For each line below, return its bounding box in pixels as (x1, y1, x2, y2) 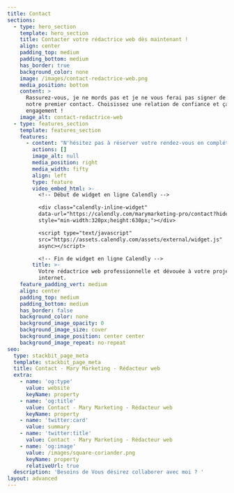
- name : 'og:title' (19, 398, 77, 405)
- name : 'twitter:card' (19, 417, 89, 424)
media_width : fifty (32, 165, 89, 173)
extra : (13, 372, 33, 379)
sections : (7, 17, 36, 24)
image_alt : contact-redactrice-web (19, 114, 123, 120)
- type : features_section (13, 120, 89, 127)
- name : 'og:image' (19, 443, 77, 450)
